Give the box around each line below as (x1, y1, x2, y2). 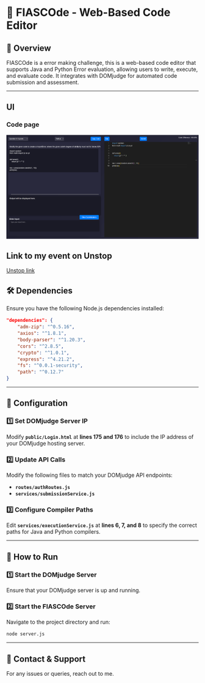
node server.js (6, 631, 45, 637)
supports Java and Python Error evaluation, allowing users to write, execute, (6, 65, 198, 73)
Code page (6, 121, 40, 129)
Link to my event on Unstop (6, 251, 112, 261)
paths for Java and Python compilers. (6, 528, 101, 536)
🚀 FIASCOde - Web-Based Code (6, 6, 171, 20)
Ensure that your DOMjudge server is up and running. (6, 586, 141, 594)
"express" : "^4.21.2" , (17, 356, 75, 362)
